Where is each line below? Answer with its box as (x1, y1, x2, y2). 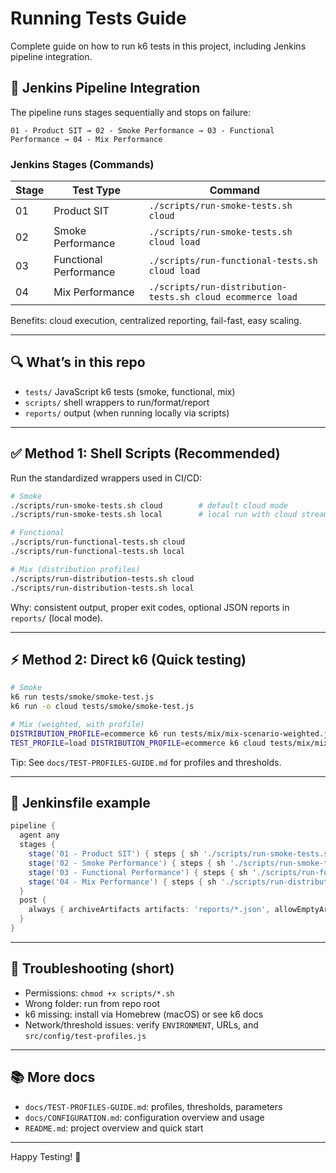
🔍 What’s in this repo (10, 354, 146, 371)
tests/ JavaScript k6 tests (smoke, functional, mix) (24, 385, 236, 397)
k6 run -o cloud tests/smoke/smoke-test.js (10, 702, 195, 712)
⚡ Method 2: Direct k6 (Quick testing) (10, 651, 247, 668)
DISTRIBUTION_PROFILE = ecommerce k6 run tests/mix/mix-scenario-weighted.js (10, 728, 333, 739)
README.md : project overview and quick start (24, 1122, 204, 1134)
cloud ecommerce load (194, 292, 298, 303)
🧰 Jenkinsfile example (10, 795, 151, 811)
